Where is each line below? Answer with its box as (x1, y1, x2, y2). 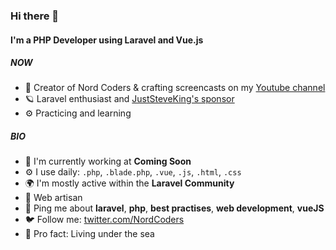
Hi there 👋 (10, 9, 60, 23)
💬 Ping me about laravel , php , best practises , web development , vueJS (24, 202, 325, 214)
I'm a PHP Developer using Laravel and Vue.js (10, 34, 204, 46)
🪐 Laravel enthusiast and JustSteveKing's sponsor (24, 93, 235, 105)
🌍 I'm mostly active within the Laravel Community (24, 177, 235, 189)
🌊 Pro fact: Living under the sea (24, 228, 155, 240)
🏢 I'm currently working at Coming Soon (24, 155, 192, 168)
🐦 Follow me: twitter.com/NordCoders (24, 214, 185, 226)
